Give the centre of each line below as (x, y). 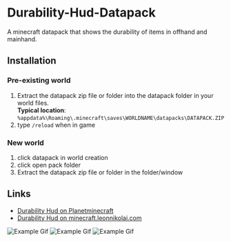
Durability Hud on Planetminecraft (65, 210)
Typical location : (42, 110)
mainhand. (22, 39)
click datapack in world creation (62, 157)
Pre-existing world (39, 81)
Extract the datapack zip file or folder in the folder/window (100, 172)
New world (26, 143)
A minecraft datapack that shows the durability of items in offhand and (107, 32)
